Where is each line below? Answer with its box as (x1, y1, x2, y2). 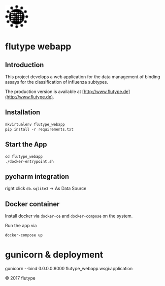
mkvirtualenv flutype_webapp (5, 122, 65, 127)
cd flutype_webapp (5, 154, 43, 159)
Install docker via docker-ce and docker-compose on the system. (5, 213, 133, 219)
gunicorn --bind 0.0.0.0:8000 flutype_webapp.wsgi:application (5, 266, 133, 272)
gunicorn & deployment (5, 249, 103, 260)
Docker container (5, 200, 60, 208)
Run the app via (5, 223, 37, 229)
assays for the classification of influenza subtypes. (5, 79, 108, 85)
